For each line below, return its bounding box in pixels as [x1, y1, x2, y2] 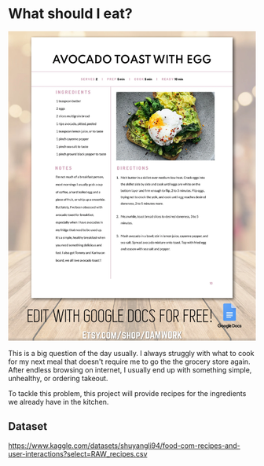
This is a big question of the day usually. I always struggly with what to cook [8, 349, 255, 358]
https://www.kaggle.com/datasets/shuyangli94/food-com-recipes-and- [8, 441, 241, 450]
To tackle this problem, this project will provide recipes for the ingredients [8, 389, 247, 398]
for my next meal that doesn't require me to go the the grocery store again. [8, 357, 251, 366]
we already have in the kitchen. [8, 398, 109, 407]
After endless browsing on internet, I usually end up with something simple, [8, 365, 252, 375]
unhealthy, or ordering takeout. [8, 374, 108, 383]
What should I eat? [8, 5, 133, 23]
